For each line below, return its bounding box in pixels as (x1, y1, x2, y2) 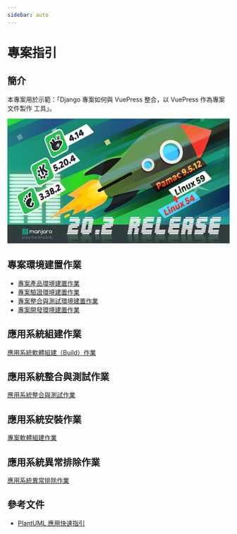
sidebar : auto (7, 11, 49, 18)
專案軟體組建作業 (7, 434, 57, 442)
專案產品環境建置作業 (17, 279, 80, 287)
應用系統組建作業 (7, 328, 82, 340)
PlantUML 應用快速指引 (17, 518, 85, 527)
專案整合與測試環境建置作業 (17, 296, 99, 305)
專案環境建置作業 (7, 259, 82, 271)
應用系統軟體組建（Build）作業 (7, 348, 97, 356)
